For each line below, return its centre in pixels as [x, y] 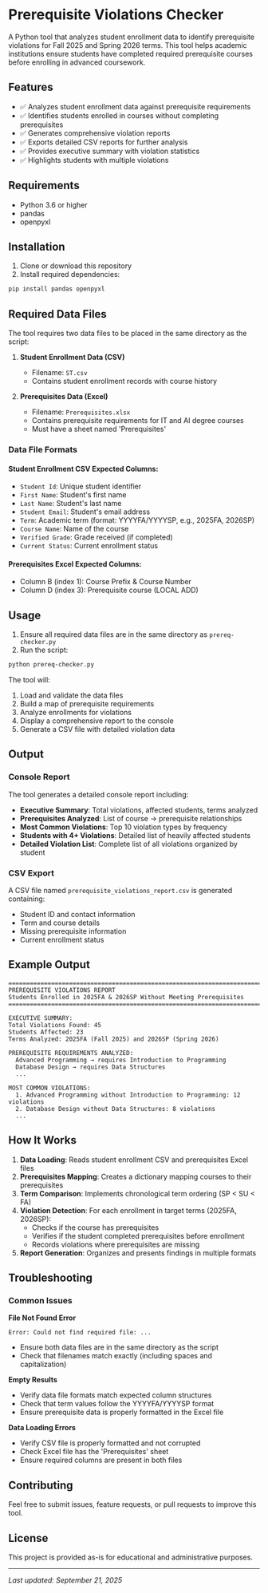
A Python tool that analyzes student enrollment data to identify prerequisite [132, 37]
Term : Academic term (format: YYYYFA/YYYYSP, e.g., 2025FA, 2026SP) [137, 520]
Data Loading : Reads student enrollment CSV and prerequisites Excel [134, 1160]
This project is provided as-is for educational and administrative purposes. [131, 1557]
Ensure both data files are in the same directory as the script [119, 1347]
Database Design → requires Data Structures [91, 1067]
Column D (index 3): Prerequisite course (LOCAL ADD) [109, 590]
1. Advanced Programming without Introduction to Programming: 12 [128, 1095]
